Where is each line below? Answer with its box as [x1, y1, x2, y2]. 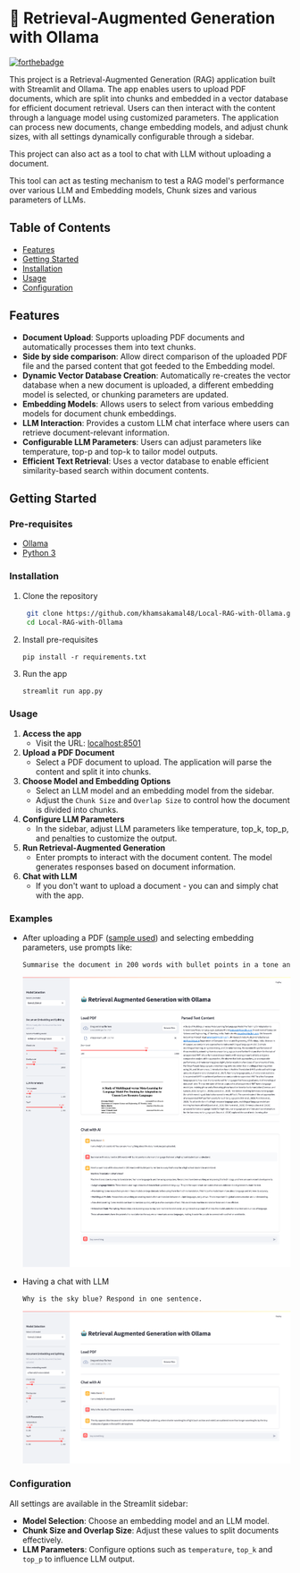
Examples [9, 912, 54, 925]
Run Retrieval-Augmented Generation [21, 842, 166, 853]
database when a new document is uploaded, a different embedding [21, 380, 274, 390]
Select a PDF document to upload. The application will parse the [35, 757, 272, 767]
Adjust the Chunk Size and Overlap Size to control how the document [35, 794, 290, 805]
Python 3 [21, 548, 56, 559]
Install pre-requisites [21, 635, 98, 645]
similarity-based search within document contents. [21, 465, 210, 475]
